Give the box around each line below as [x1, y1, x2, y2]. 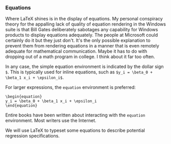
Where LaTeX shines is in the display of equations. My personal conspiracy [5, 16, 163, 22]
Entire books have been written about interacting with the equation [5, 112, 145, 118]
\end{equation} [5, 103, 38, 108]
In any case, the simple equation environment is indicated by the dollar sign [5, 63, 164, 70]
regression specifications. [5, 133, 60, 139]
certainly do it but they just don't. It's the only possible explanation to [5, 37, 151, 43]
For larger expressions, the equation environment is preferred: [5, 84, 136, 90]
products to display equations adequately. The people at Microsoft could [5, 32, 158, 38]
